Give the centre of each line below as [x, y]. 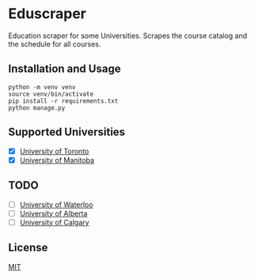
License [28, 248]
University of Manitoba [57, 160]
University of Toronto [54, 151]
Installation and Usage [65, 69]
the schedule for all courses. [55, 43]
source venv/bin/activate [51, 94]
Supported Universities [67, 132]
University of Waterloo [56, 204]
